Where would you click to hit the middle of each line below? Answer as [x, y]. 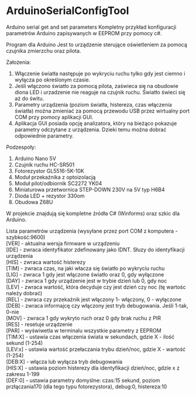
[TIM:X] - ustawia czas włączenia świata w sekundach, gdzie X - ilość [90, 337]
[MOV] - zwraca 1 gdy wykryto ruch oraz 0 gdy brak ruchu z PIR [83, 318]
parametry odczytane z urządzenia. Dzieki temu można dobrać [90, 129]
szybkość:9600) [26, 237]
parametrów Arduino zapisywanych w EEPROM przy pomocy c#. [84, 33]
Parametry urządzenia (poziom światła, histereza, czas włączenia [93, 104]
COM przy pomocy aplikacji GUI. [54, 117]
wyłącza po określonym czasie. [52, 80]
